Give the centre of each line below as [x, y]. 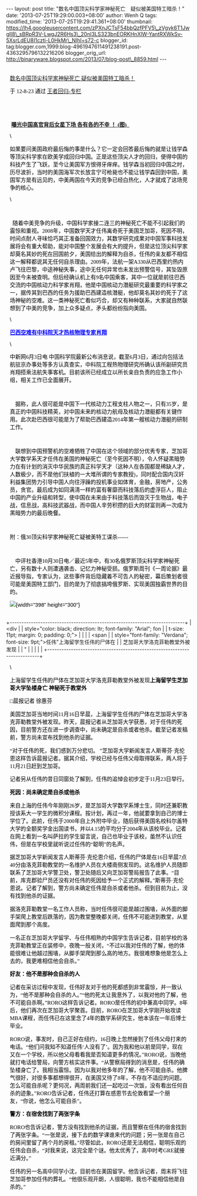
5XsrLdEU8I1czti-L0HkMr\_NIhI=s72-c [53, 40]
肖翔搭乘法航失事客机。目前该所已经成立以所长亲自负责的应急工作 [94, 373]
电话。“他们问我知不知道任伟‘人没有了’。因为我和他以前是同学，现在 [96, 1047]
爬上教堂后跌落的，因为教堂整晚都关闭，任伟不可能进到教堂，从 [101, 917]
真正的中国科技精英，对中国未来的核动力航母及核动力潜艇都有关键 [94, 412]
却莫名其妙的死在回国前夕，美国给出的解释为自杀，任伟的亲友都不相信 [99, 254]
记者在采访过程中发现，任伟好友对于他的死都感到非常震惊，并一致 [94, 987]
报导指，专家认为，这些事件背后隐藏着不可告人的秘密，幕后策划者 [99, 577]
